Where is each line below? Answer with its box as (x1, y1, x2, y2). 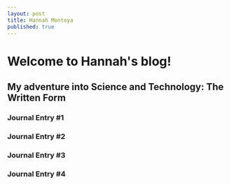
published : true (7, 23, 55, 30)
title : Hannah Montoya (7, 17, 73, 24)
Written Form (7, 91, 66, 103)
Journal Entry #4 (7, 169, 66, 179)
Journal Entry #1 (7, 112, 64, 122)
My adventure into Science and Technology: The (7, 81, 224, 93)
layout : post (7, 10, 45, 17)
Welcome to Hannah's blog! (7, 53, 171, 69)
